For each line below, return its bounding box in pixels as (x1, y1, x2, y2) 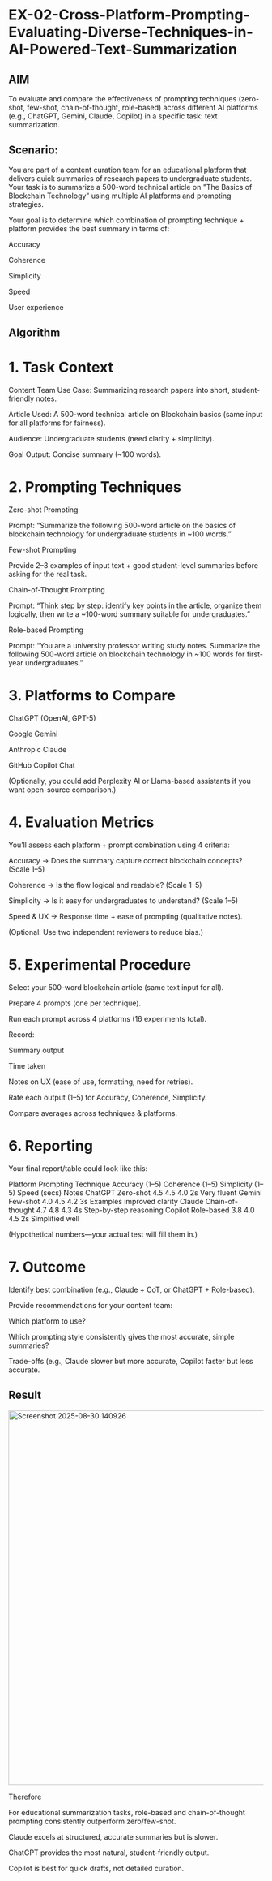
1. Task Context (8, 359, 113, 377)
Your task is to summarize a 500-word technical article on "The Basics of (8, 182, 253, 192)
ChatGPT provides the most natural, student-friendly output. (8, 1848, 210, 1857)
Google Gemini (8, 729, 58, 739)
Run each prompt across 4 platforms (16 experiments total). (8, 1014, 207, 1023)
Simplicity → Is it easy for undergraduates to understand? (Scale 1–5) (8, 895, 239, 906)
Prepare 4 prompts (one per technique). (8, 998, 142, 1008)
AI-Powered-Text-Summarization (8, 41, 237, 58)
